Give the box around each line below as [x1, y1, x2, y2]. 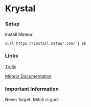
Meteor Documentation [5, 73, 52, 79]
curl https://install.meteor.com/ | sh [5, 41, 87, 46]
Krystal [5, 3, 36, 14]
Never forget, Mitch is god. [5, 97, 59, 103]
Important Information [5, 85, 59, 92]
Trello [5, 63, 17, 69]
